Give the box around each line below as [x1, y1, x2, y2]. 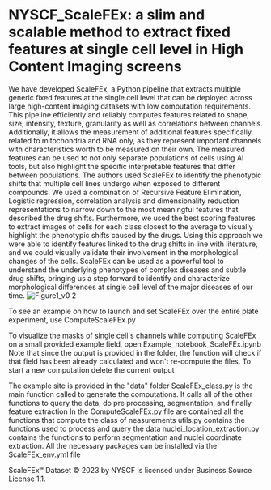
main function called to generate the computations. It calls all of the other [8, 389, 253, 398]
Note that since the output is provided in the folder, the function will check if [8, 347, 262, 357]
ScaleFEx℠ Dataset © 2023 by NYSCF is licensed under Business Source [8, 465, 252, 475]
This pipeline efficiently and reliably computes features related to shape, [8, 109, 249, 119]
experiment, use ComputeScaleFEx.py [8, 314, 136, 325]
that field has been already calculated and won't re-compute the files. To [8, 356, 252, 366]
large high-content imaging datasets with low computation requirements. [8, 101, 251, 111]
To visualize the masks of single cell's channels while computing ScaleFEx [8, 330, 256, 340]
